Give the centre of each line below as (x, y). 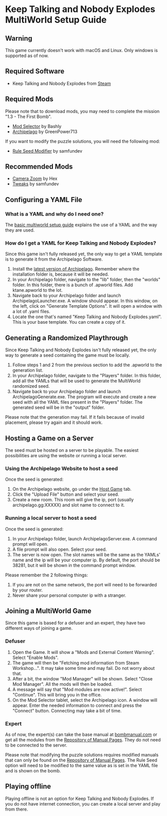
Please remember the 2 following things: (47, 575)
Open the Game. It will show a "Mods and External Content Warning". (83, 652)
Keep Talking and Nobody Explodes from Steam (62, 83)
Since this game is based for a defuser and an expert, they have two (75, 623)
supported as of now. (27, 56)
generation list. (28, 370)
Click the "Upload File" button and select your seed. (66, 494)
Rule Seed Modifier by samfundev (47, 151)
